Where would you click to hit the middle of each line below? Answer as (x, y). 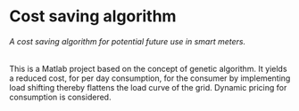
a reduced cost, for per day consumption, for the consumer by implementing (150, 78)
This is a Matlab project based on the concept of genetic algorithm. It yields (148, 69)
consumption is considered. (60, 97)
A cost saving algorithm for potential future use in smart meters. (128, 41)
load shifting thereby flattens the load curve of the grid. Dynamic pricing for (148, 88)
